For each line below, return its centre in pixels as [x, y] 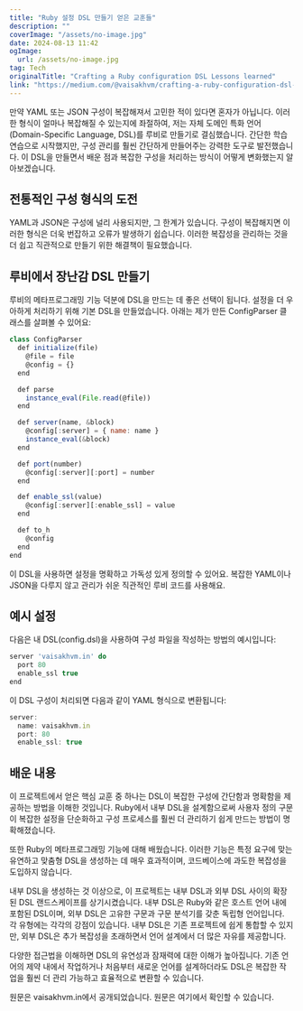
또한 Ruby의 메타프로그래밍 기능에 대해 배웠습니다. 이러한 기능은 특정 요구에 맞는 [151, 849]
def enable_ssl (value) [60, 497]
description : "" [40, 26]
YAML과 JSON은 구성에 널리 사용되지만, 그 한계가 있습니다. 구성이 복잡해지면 [145, 223]
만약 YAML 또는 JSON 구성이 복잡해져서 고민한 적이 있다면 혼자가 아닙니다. [142, 111]
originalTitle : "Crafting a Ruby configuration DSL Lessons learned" [143, 77]
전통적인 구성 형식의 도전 [73, 199]
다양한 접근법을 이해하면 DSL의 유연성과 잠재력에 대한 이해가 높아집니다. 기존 [144, 955]
